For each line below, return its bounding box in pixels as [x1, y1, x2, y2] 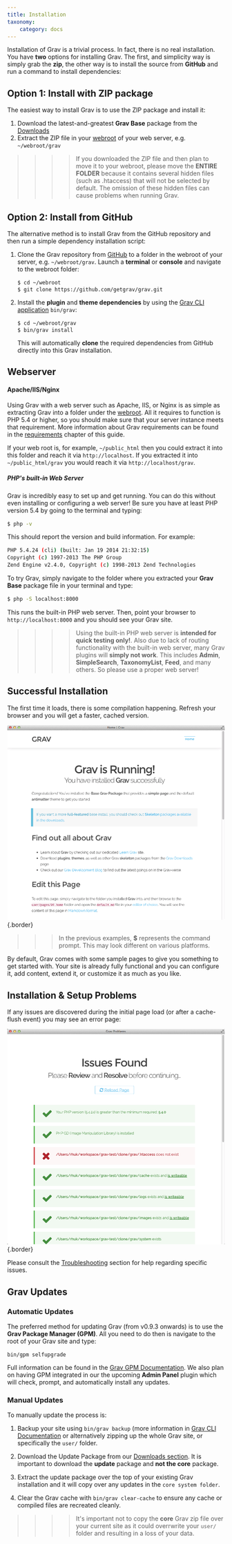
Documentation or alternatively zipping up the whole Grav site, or [17, 1431, 203, 1440]
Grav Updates [7, 1286, 68, 1297]
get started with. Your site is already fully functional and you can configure [7, 962, 220, 970]
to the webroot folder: [17, 265, 79, 273]
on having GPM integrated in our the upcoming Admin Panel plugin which [7, 1371, 217, 1379]
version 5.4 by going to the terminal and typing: [7, 506, 142, 514]
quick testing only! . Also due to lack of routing [75, 636, 209, 644]
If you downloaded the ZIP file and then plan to [75, 155, 209, 163]
